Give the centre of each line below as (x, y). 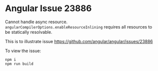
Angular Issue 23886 (48, 8)
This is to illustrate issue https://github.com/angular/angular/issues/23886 (79, 41)
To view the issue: (23, 51)
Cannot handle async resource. (36, 22)
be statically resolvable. (29, 32)
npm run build (19, 64)
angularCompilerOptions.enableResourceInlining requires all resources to (79, 27)
